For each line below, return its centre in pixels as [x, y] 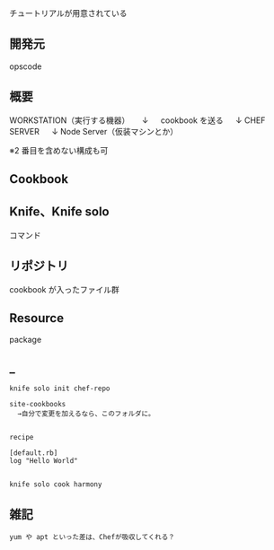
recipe [22, 438]
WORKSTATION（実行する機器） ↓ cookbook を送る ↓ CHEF [137, 120]
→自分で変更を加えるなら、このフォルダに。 [86, 414]
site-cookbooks [38, 405]
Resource [37, 318]
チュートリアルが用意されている [68, 13]
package [26, 340]
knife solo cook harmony [56, 485]
